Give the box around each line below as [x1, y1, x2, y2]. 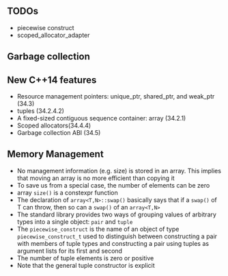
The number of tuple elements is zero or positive [16, 253, 154, 262]
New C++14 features [7, 74, 97, 86]
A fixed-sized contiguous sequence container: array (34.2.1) [16, 114, 186, 123]
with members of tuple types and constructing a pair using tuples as [16, 239, 210, 247]
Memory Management [7, 149, 104, 160]
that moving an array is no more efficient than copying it [16, 174, 175, 182]
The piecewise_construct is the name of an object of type [16, 225, 180, 233]
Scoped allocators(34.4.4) [16, 121, 91, 129]
